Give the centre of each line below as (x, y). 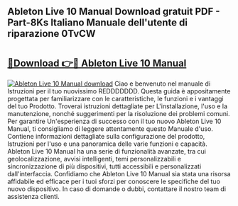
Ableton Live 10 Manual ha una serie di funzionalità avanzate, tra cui (107, 151)
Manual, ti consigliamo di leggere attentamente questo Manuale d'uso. (110, 129)
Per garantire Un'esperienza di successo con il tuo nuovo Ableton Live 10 (114, 121)
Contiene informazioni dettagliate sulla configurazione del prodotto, (106, 136)
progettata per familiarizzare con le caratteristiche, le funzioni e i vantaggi (115, 99)
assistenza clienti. (34, 196)
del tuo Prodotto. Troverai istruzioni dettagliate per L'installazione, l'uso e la (118, 106)
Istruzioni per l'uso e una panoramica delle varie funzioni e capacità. (107, 144)
